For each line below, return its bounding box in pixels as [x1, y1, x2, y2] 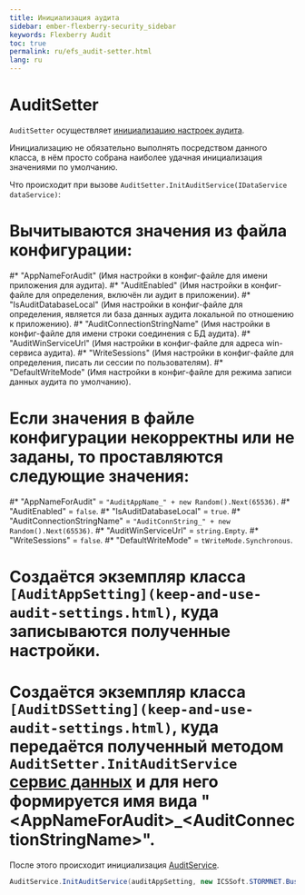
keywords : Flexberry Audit [9, 30, 112, 39]
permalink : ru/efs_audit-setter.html [9, 47, 152, 56]
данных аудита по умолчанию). [9, 376, 132, 387]
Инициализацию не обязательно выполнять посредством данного [9, 142, 268, 153]
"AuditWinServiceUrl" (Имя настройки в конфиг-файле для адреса [9, 337, 265, 348]
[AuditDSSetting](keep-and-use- [9, 701, 254, 719]
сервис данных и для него [9, 771, 219, 792]
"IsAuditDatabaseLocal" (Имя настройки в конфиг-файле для [9, 299, 243, 310]
